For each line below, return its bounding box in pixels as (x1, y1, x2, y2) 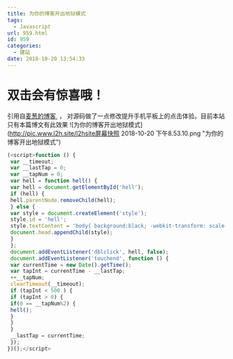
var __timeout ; (10, 158, 54, 165)
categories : (7, 42, 42, 49)
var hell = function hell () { (10, 178, 98, 185)
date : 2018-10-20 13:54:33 (7, 56, 85, 62)
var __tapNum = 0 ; (10, 171, 64, 178)
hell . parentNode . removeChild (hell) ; (10, 197, 116, 203)
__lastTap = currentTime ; (10, 333, 85, 340)
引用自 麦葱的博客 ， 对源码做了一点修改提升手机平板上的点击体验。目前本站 (7, 112, 225, 120)
